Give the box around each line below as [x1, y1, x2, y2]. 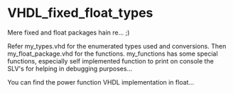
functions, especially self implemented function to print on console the [7, 56, 215, 65]
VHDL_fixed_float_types [7, 5, 153, 21]
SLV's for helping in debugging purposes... [7, 64, 133, 73]
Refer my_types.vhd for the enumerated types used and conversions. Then [7, 42, 227, 50]
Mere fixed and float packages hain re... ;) [7, 28, 130, 37]
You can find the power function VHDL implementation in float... [7, 77, 194, 86]
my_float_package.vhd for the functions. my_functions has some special [7, 49, 218, 58]
